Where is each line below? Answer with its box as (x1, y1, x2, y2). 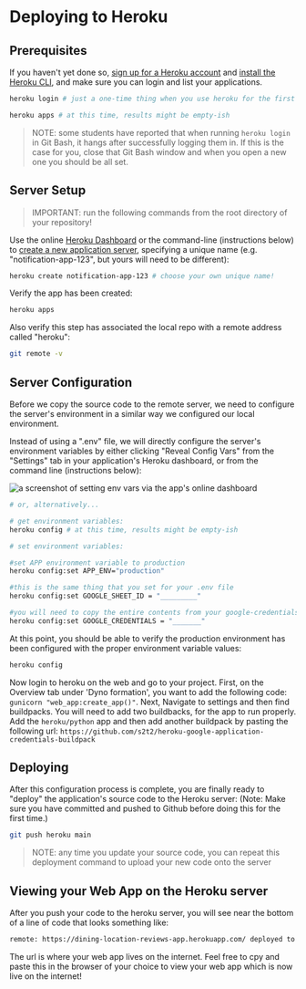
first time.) (9, 813, 48, 824)
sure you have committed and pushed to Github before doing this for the (9, 803, 280, 814)
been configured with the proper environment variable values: (9, 642, 242, 653)
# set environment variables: (9, 541, 125, 551)
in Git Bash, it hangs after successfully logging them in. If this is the (31, 137, 284, 148)
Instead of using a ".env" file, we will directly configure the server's (9, 436, 261, 446)
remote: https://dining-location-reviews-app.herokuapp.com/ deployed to (9, 935, 296, 944)
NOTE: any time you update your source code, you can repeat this (31, 847, 280, 859)
